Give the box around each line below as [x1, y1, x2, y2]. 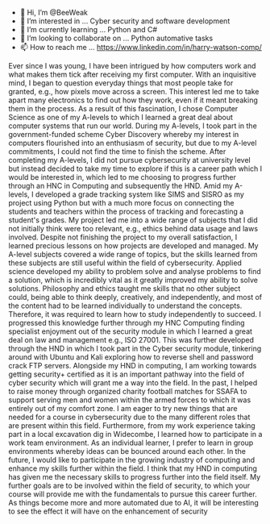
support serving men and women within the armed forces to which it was [8, 395, 251, 405]
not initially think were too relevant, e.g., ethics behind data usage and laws [8, 224, 259, 233]
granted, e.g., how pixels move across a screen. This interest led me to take [8, 87, 260, 96]
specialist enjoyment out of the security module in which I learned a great [8, 326, 252, 336]
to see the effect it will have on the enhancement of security [8, 506, 208, 516]
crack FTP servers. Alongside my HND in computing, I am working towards [8, 361, 257, 370]
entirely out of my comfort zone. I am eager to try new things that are [8, 404, 238, 413]
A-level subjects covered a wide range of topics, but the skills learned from [8, 250, 258, 259]
